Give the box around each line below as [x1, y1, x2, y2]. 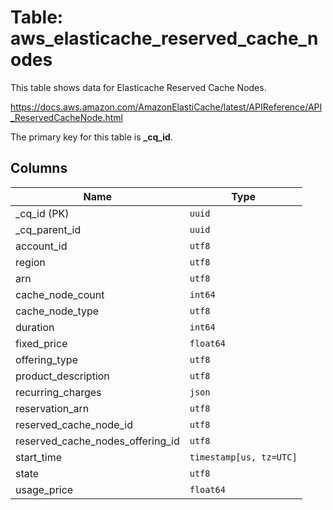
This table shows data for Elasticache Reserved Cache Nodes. [10, 81, 267, 93]
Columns [10, 160, 68, 177]
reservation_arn [15, 401, 90, 415]
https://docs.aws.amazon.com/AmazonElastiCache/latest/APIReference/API [10, 101, 323, 113]
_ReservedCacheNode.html [10, 111, 123, 123]
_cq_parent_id [15, 222, 82, 236]
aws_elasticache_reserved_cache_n [10, 27, 319, 50]
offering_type [15, 352, 78, 366]
